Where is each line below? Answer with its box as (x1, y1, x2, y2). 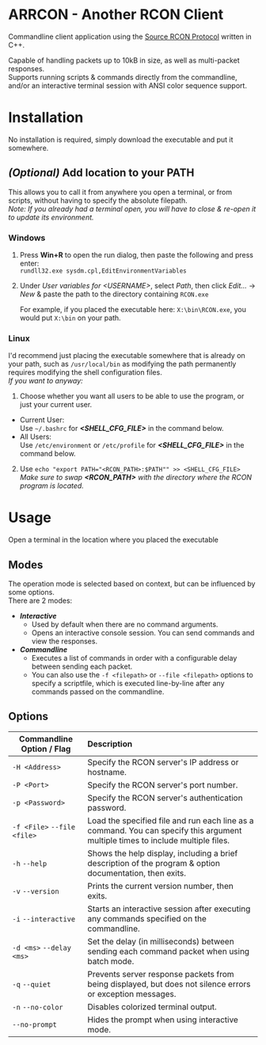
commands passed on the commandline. (31, 687, 165, 696)
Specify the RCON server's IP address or (87, 757, 239, 768)
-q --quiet (12, 980, 51, 989)
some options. (8, 588, 55, 597)
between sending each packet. (31, 662, 133, 671)
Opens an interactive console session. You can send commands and (31, 628, 255, 638)
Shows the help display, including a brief (87, 848, 238, 859)
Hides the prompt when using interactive (87, 1014, 239, 1025)
